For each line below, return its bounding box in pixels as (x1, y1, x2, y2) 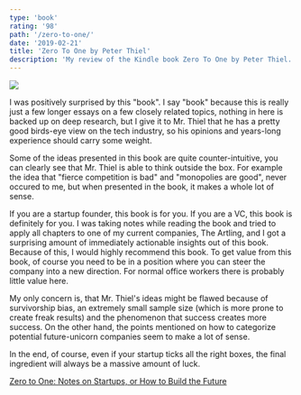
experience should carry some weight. (9, 135, 152, 145)
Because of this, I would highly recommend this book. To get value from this (9, 247, 292, 257)
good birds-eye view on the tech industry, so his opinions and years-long (9, 125, 281, 136)
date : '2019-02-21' (9, 38, 83, 48)
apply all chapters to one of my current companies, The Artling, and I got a (9, 227, 287, 238)
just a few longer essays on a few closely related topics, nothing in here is (9, 106, 284, 117)
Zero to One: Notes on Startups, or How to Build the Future (9, 376, 227, 386)
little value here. (9, 276, 69, 286)
